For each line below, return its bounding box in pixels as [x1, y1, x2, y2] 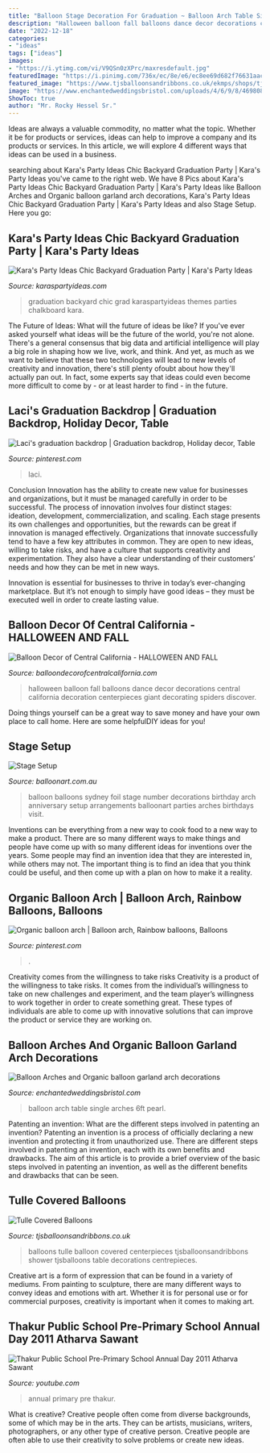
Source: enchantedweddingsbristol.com [8, 1088, 141, 1097]
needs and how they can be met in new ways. [8, 562, 160, 572]
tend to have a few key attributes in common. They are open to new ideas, [8, 536, 254, 546]
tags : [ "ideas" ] [8, 49, 63, 57]
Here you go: [8, 208, 51, 218]
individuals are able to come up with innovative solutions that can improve [8, 1006, 253, 1016]
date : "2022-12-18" [8, 27, 74, 35]
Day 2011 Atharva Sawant [8, 1332, 139, 1347]
